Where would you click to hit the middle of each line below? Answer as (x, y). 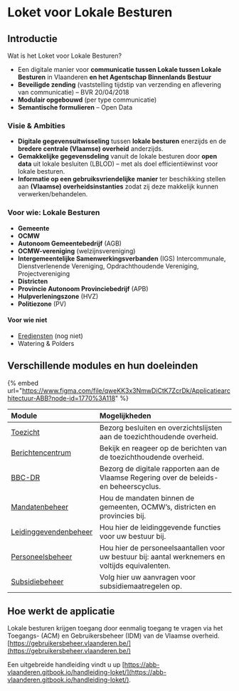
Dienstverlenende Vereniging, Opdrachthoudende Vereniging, (108, 266)
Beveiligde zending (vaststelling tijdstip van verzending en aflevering (119, 85)
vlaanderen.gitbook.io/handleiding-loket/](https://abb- (87, 672)
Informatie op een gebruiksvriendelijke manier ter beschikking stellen (122, 179)
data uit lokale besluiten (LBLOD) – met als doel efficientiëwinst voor (118, 164)
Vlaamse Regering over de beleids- (159, 478)
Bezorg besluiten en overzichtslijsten (161, 428)
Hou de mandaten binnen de (147, 497)
